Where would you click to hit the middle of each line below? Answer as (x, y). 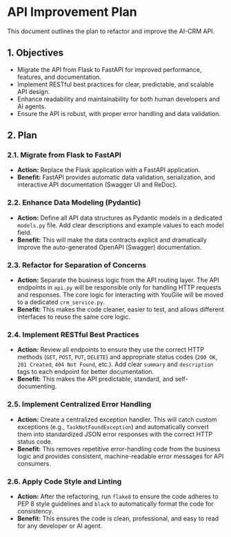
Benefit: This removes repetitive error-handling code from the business (119, 449)
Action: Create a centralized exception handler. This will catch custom (117, 420)
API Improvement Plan (72, 12)
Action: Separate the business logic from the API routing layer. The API (118, 280)
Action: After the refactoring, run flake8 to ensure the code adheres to (118, 496)
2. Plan (22, 135)
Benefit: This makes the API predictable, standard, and (95, 379)
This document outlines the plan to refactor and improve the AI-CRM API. (111, 31)
